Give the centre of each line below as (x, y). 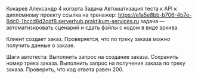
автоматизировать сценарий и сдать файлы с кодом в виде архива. (92, 27)
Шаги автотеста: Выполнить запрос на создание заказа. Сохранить (92, 57)
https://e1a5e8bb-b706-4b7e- (155, 15)
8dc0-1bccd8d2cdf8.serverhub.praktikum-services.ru (73, 21)
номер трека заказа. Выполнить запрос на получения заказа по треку (96, 63)
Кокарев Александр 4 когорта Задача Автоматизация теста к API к (92, 9)
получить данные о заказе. (41, 45)
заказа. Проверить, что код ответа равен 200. (65, 69)
